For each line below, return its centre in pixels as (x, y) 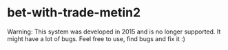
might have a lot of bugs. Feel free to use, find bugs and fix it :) (96, 38)
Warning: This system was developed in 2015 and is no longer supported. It (114, 32)
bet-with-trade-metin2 (74, 13)
